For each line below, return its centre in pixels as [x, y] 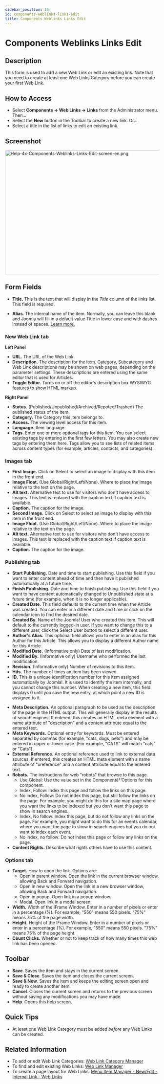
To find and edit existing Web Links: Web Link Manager [67, 1066]
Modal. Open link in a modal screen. [55, 902]
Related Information [36, 1050]
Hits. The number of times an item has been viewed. [65, 672]
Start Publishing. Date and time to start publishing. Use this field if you [83, 573]
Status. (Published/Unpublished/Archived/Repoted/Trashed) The [77, 407]
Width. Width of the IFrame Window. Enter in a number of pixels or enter [85, 907]
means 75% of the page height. [44, 933]
